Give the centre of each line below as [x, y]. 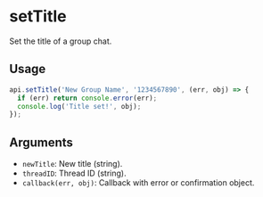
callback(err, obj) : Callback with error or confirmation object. [138, 183]
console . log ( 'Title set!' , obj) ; [79, 106]
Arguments [41, 142]
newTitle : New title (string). [72, 164]
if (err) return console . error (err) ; [87, 98]
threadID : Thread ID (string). [74, 173]
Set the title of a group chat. [61, 41]
